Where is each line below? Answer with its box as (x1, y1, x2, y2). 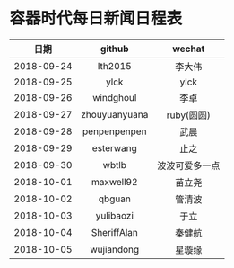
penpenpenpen (82, 125, 147, 138)
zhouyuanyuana (80, 108, 149, 121)
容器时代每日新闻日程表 (9, 8, 183, 29)
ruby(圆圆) (166, 109, 211, 121)
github (100, 42, 129, 55)
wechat (171, 42, 205, 55)
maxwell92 (91, 175, 138, 188)
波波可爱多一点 (156, 159, 221, 172)
